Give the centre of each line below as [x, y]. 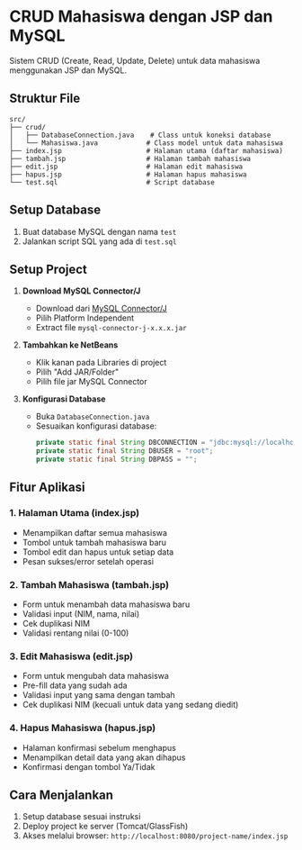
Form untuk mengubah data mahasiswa [95, 676]
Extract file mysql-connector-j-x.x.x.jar [111, 328]
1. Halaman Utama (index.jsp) [75, 513]
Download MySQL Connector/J [81, 291]
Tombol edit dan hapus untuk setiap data [98, 552]
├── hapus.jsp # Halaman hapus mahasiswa [128, 174]
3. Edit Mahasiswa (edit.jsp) [71, 656]
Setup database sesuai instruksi [81, 817]
